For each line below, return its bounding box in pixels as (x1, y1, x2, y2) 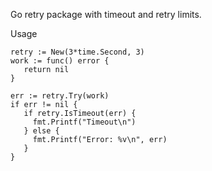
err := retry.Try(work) (10, 91, 110, 101)
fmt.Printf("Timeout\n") (32, 117, 137, 127)
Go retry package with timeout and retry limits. (10, 9, 202, 20)
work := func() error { (10, 56, 110, 66)
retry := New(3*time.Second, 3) (10, 47, 145, 57)
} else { (23, 126, 60, 136)
